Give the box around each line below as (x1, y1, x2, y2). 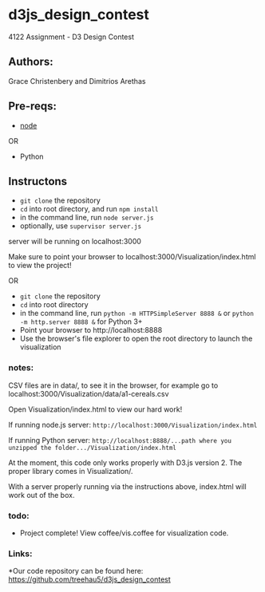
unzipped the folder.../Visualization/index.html (8, 444, 177, 452)
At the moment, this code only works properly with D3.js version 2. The (8, 457, 243, 468)
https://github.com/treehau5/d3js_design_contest (8, 574, 172, 584)
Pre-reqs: (8, 100, 57, 113)
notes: (8, 362, 34, 373)
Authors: (8, 55, 53, 69)
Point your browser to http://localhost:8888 (19, 326, 163, 335)
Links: (8, 548, 33, 559)
